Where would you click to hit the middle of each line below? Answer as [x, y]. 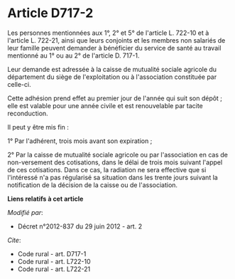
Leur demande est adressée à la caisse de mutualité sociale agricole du [112, 69]
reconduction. [28, 113]
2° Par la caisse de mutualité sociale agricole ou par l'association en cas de [118, 154]
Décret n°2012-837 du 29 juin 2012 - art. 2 [80, 226]
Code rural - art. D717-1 [52, 253]
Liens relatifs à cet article [45, 199]
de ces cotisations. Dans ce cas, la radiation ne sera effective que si [107, 169]
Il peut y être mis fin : [38, 127]
